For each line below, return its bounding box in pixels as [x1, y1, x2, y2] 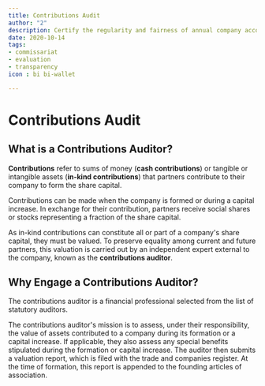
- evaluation [8, 56, 51, 64]
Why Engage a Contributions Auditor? [8, 275, 199, 289]
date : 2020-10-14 [8, 33, 65, 42]
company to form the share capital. [8, 180, 122, 189]
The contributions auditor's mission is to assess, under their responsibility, [8, 320, 250, 330]
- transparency [8, 63, 58, 71]
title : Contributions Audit [8, 11, 101, 20]
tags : [8, 41, 26, 49]
